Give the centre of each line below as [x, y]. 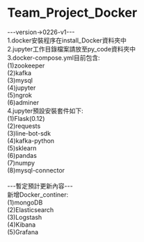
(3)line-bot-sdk [29, 133]
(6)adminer [23, 102]
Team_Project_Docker [72, 13]
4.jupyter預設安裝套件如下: [45, 111]
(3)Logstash [25, 217]
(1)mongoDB [25, 202]
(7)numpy [21, 163]
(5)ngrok [20, 95]
